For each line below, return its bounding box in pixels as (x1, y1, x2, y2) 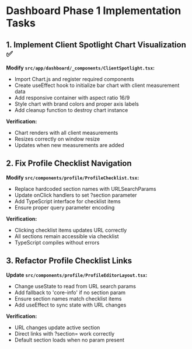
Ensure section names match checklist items (14, 295, 122, 302)
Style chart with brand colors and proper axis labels (14, 100, 139, 107)
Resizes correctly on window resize (14, 135, 100, 142)
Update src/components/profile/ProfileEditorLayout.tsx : (6, 271, 148, 278)
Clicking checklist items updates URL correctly (14, 226, 127, 233)
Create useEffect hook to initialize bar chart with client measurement (14, 82, 180, 89)
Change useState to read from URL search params (14, 282, 136, 289)
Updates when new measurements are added (14, 142, 124, 148)
